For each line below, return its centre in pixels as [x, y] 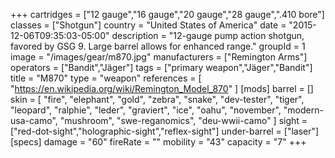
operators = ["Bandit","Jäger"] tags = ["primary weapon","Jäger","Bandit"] [161, 67]
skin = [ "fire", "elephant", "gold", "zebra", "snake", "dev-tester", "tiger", [157, 99]
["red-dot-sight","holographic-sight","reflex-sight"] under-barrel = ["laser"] [165, 131]
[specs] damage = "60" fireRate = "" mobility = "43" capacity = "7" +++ [158, 142]
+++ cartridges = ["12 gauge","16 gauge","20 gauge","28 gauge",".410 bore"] [167, 14]
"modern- [303, 110]
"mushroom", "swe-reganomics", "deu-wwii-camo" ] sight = [183, 120]
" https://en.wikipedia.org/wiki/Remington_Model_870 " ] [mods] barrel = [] [162, 88]
